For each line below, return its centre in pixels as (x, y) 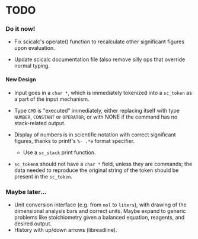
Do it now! (20, 29)
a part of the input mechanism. (52, 99)
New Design (21, 79)
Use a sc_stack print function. (59, 152)
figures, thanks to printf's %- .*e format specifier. (74, 141)
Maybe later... (26, 192)
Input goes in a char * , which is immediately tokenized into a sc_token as (103, 93)
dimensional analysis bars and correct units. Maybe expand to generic (100, 211)
